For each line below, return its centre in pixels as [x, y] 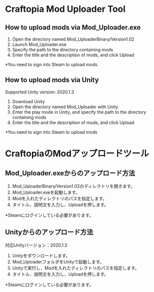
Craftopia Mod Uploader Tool [65, 9]
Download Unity [29, 101]
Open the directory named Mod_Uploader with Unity [65, 107]
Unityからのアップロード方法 [49, 232]
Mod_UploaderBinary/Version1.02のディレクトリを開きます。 [74, 186]
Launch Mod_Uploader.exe [39, 44]
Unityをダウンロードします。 [41, 255]
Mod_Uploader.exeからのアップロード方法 [70, 173]
